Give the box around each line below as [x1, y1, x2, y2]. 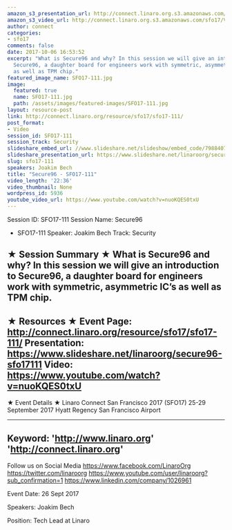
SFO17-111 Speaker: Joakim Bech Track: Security [17, 229, 157, 237]
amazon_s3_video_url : [7, 17, 70, 23]
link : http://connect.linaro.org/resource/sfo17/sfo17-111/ [7, 113, 184, 120]
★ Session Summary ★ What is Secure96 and [7, 249, 211, 261]
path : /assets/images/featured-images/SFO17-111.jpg [13, 100, 168, 107]
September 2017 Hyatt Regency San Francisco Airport [7, 406, 161, 415]
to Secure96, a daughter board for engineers [7, 270, 204, 282]
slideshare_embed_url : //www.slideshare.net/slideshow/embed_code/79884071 [7, 145, 230, 152]
